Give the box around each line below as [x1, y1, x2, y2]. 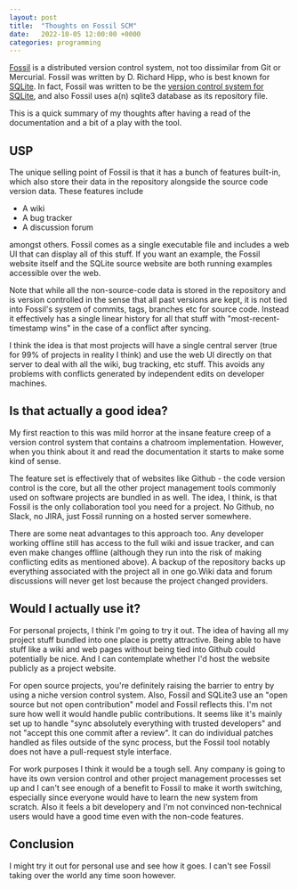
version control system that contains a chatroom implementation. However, [9, 436, 285, 447]
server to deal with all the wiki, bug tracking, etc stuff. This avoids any [9, 359, 265, 370]
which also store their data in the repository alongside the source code [9, 176, 269, 187]
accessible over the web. [9, 268, 101, 279]
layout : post [9, 12, 58, 22]
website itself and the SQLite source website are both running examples [9, 258, 273, 269]
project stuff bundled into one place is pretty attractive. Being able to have [9, 634, 282, 645]
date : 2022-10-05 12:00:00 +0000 [9, 29, 141, 38]
